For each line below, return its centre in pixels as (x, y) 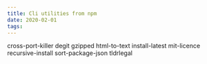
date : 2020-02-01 (32, 20)
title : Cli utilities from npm (52, 13)
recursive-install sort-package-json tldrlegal (70, 53)
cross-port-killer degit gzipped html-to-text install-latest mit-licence (104, 46)
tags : (15, 26)
